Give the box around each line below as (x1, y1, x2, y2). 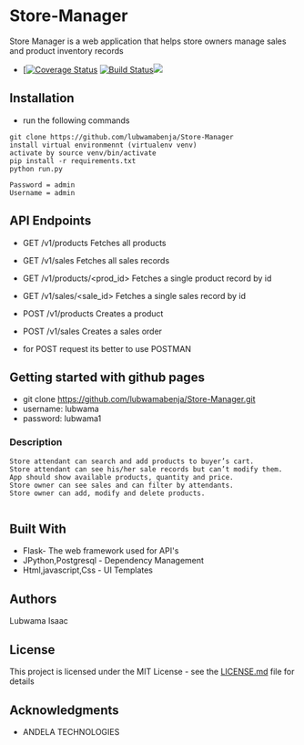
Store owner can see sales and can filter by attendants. (9, 481, 234, 490)
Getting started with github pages (9, 369, 205, 385)
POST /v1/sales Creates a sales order (22, 326, 162, 336)
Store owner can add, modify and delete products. (9, 489, 206, 498)
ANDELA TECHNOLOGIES (22, 726, 120, 737)
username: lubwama (22, 403, 100, 415)
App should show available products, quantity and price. (9, 472, 234, 481)
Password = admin (9, 180, 76, 190)
